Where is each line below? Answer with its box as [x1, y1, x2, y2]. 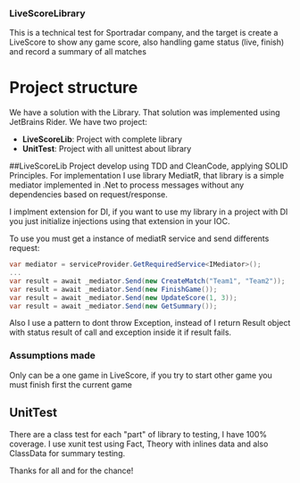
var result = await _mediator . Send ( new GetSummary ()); [9, 302, 218, 311]
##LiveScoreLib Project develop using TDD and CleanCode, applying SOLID [9, 161, 288, 171]
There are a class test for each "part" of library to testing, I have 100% [9, 429, 268, 439]
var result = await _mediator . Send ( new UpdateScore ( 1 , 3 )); [9, 293, 238, 302]
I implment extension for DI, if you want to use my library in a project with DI [9, 206, 288, 217]
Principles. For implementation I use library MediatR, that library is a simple [9, 171, 284, 181]
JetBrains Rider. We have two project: [9, 117, 147, 128]
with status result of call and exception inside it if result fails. [9, 327, 232, 337]
